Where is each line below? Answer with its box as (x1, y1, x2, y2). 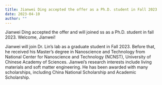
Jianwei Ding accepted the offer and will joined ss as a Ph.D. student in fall (5, 29, 154, 35)
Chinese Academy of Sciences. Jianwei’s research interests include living (5, 59, 152, 65)
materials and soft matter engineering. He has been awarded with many (5, 64, 148, 70)
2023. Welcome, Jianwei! (5, 34, 56, 40)
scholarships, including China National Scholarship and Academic (5, 70, 137, 75)
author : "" (5, 16, 27, 21)
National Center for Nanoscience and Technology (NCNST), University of (5, 54, 151, 60)
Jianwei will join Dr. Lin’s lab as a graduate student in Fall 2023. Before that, (5, 44, 156, 50)
